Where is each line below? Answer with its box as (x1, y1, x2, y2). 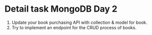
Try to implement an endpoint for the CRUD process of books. (11, 24, 137, 30)
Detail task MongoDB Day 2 (4, 3, 118, 15)
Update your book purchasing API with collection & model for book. (11, 19, 148, 25)
